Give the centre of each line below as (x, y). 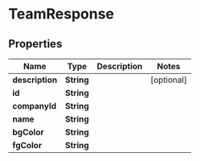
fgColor (27, 145)
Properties (35, 44)
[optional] (168, 80)
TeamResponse (61, 14)
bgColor (28, 132)
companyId (35, 106)
